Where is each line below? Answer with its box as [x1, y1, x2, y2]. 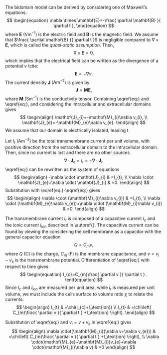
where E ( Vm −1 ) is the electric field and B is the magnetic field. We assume [5, 30, 159, 37]
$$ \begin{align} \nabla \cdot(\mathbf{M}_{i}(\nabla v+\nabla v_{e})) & [11, 328, 156, 334]
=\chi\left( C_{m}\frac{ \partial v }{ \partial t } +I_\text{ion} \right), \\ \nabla [8, 333, 160, 339]
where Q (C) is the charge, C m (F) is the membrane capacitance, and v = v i [5, 250, 160, 258]
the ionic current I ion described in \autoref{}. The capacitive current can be [5, 222, 159, 229]
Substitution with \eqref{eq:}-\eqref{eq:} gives [5, 187, 101, 193]
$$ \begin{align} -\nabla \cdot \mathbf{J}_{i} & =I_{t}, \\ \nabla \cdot [14, 174, 154, 180]
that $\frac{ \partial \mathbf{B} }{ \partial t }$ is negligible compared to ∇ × [5, 36, 159, 42]
